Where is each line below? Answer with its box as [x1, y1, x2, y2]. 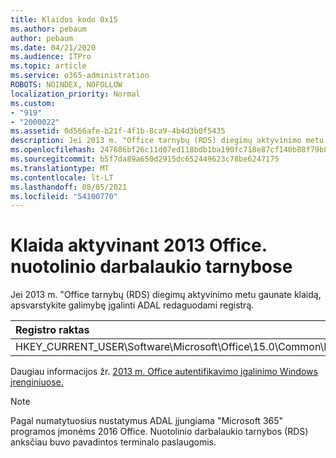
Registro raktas [15, 323, 90, 337]
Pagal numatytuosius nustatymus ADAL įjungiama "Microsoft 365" [10, 415, 284, 427]
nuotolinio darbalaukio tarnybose [10, 256, 293, 278]
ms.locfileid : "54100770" [10, 191, 118, 201]
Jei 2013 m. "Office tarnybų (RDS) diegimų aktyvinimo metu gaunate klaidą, [10, 289, 322, 301]
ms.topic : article [10, 61, 87, 71]
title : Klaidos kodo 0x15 [10, 14, 118, 25]
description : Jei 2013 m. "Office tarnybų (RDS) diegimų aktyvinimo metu [10, 136, 325, 146]
